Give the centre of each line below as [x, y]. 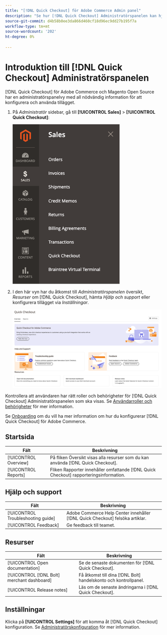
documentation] [24, 568]
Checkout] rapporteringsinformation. [87, 475]
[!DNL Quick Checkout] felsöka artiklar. [106, 518]
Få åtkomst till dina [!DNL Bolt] [110, 575]
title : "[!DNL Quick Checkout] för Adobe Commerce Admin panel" [73, 10]
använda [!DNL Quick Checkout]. [84, 463]
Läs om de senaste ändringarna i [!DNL [119, 587]
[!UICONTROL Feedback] [33, 525]
